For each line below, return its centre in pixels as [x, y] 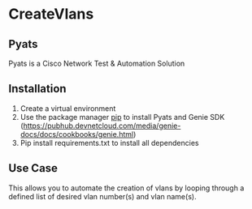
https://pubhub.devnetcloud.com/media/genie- [102, 126]
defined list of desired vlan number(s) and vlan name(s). [102, 196]
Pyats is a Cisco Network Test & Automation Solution [97, 63]
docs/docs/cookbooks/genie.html [77, 134]
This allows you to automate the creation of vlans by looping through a [126, 188]
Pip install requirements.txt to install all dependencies [109, 143]
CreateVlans [51, 14]
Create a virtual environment [68, 108]
